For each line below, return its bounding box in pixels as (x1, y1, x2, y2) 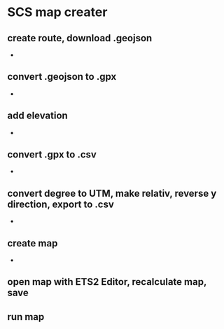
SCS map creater (7, 4, 108, 20)
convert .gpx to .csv (7, 148, 97, 161)
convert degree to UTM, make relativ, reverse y (7, 187, 217, 199)
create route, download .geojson (7, 32, 153, 44)
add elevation (7, 110, 68, 122)
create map (7, 237, 58, 249)
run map (7, 311, 45, 323)
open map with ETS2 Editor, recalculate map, (7, 276, 207, 288)
